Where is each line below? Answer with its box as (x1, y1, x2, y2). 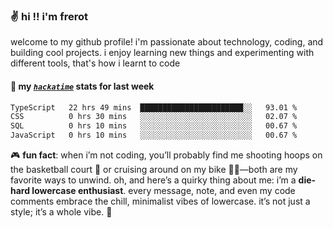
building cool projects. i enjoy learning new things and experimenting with (10, 47, 315, 59)
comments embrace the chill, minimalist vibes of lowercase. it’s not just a (10, 195, 311, 207)
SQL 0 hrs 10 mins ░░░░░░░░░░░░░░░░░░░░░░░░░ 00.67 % (10, 121, 298, 131)
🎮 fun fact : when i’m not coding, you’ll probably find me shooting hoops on (10, 149, 323, 161)
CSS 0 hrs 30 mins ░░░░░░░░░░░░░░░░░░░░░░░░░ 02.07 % (10, 112, 298, 122)
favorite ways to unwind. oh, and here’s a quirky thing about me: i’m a (10, 174, 297, 186)
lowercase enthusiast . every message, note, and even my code (31, 185, 296, 196)
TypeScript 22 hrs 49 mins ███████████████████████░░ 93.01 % (10, 102, 298, 113)
